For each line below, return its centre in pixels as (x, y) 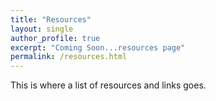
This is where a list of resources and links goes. (108, 85)
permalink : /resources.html (69, 57)
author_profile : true (55, 38)
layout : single (42, 29)
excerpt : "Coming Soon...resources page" (98, 47)
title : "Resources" (51, 19)
